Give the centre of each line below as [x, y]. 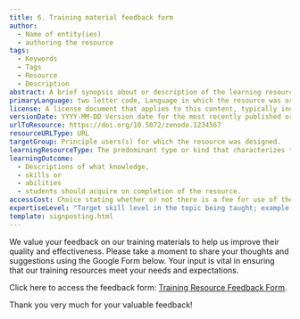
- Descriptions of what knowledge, [83, 167]
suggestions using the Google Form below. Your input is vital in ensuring [142, 260]
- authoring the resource [66, 42]
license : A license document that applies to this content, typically [143, 109]
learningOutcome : [42, 158]
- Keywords [37, 59]
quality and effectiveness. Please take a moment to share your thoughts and [149, 251]
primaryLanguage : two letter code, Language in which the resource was [145, 100]
